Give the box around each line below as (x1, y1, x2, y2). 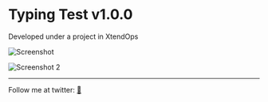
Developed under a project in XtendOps (8, 32, 139, 41)
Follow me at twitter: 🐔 (8, 85, 82, 94)
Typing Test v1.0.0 (8, 6, 133, 24)
